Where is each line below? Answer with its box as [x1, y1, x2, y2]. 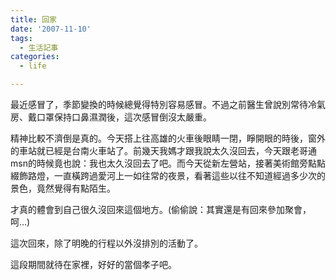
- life [19, 61, 47, 71]
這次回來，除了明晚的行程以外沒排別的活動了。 [10, 237, 203, 249]
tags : [10, 33, 33, 43]
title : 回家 [10, 14, 57, 25]
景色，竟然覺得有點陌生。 [10, 182, 116, 194]
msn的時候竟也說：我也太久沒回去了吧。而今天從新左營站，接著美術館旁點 [10, 157, 317, 169]
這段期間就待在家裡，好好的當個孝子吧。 [10, 259, 177, 270]
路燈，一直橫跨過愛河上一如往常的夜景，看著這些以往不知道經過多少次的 [27, 170, 326, 181]
